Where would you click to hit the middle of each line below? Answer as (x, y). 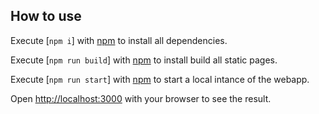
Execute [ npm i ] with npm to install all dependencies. (119, 40)
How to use (46, 16)
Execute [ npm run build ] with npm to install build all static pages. (144, 60)
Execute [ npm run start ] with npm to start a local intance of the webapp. (160, 79)
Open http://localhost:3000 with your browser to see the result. (141, 98)
